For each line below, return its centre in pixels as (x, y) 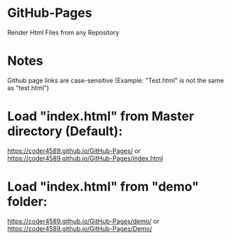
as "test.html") (28, 88)
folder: (27, 201)
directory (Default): (65, 131)
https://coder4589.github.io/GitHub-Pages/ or (74, 151)
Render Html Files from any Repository (63, 32)
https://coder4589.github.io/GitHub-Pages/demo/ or (83, 221)
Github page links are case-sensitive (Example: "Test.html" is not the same (115, 80)
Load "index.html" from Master (101, 116)
